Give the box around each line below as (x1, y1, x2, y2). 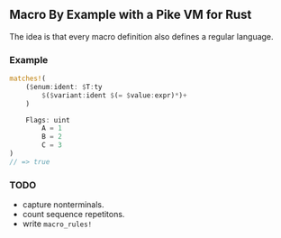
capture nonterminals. (22, 199, 104, 210)
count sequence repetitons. (22, 209, 125, 220)
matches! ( (9, 74, 47, 84)
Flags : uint (25, 115, 70, 124)
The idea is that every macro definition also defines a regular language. (9, 31, 274, 41)
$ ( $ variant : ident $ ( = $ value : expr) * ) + (41, 90, 187, 100)
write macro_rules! (22, 218, 93, 229)
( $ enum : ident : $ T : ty (25, 82, 103, 91)
